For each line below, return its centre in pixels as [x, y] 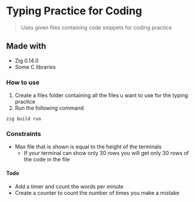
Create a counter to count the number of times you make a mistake [97, 192]
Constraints [24, 133]
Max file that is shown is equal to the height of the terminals [88, 147]
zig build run [24, 119]
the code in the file [47, 160]
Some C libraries [35, 67]
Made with [26, 46]
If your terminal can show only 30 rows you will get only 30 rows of [106, 153]
